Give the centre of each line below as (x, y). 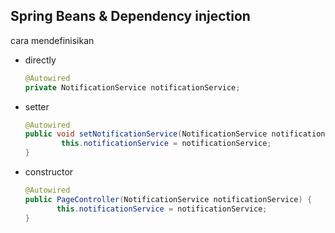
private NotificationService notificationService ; (132, 87)
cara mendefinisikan (52, 40)
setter (37, 106)
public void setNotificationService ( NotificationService (146, 134)
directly (40, 60)
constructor (49, 172)
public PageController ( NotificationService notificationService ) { (168, 199)
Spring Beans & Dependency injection (130, 16)
